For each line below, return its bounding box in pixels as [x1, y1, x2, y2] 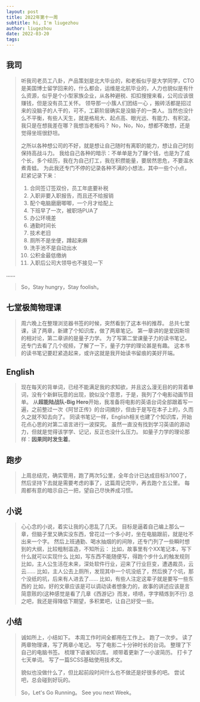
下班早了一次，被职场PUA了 [29, 207, 99, 214]
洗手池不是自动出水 [29, 244, 78, 251]
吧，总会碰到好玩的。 [20, 676, 73, 683]
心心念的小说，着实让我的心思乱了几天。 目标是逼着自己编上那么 [20, 523, 180, 530]
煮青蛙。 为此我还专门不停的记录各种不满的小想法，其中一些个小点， [20, 164, 190, 171]
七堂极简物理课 [6, 303, 61, 313]
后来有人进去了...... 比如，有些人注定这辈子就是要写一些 [52, 575, 189, 583]
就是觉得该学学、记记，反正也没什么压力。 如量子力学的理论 [36, 428, 185, 436]
